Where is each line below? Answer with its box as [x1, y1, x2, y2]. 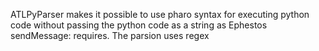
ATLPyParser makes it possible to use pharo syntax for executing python [10, 9, 310, 20]
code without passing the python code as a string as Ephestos [10, 19, 268, 31]
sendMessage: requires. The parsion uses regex [10, 30, 210, 41]
